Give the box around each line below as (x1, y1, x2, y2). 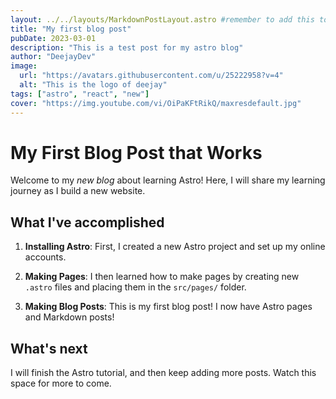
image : (10, 61, 38, 71)
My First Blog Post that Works (10, 141, 263, 164)
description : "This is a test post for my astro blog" (10, 42, 244, 53)
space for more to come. (10, 377, 112, 390)
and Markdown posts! (24, 311, 115, 323)
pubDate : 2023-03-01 (10, 33, 97, 43)
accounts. (24, 251, 67, 263)
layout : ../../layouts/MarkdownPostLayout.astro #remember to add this (10, 14, 315, 25)
